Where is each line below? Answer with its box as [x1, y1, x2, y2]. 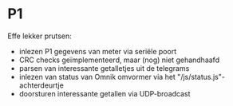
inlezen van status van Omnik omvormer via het [18, 72, 176, 81]
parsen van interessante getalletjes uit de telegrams [18, 63, 190, 73]
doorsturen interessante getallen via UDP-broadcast [18, 88, 191, 98]
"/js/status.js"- [177, 72, 225, 81]
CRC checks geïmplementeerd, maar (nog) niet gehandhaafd [18, 55, 220, 65]
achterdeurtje [18, 80, 65, 90]
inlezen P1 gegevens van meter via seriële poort [18, 46, 177, 56]
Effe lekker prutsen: [7, 31, 73, 41]
